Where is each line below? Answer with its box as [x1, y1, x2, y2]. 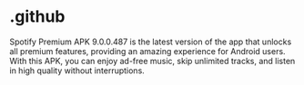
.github [9, 6, 66, 27]
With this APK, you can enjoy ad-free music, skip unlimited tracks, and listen [9, 55, 296, 66]
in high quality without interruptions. [9, 65, 146, 76]
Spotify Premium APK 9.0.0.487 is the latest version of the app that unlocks [9, 36, 292, 47]
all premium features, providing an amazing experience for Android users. [9, 45, 286, 56]
